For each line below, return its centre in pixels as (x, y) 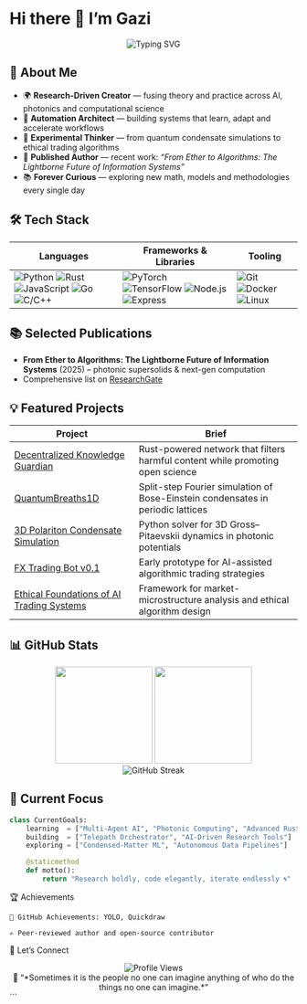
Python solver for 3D (183, 524)
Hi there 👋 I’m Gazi (80, 19)
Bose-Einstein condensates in (203, 499)
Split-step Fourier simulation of (206, 487)
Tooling (265, 256)
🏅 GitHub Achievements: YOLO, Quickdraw (88, 917)
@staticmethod (53, 862)
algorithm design (175, 611)
